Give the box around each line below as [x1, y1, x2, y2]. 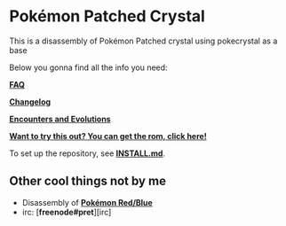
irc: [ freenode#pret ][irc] [21, 207, 112, 217]
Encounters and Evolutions [9, 113, 111, 124]
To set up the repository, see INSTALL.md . [9, 148, 166, 159]
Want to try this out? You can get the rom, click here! [9, 130, 207, 141]
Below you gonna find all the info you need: [9, 62, 168, 73]
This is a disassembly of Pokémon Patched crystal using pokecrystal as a [9, 35, 278, 46]
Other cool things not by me [9, 174, 167, 189]
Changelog [9, 96, 52, 107]
